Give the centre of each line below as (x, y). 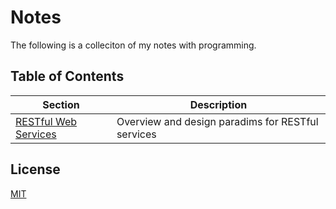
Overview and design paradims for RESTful (217, 121)
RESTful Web (46, 121)
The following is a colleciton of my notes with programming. (133, 45)
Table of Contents (67, 76)
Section (61, 104)
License (35, 169)
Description (218, 104)
